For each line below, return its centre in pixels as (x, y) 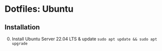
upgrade (20, 44)
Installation (22, 27)
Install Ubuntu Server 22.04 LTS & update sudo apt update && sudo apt (84, 39)
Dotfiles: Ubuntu (39, 9)
